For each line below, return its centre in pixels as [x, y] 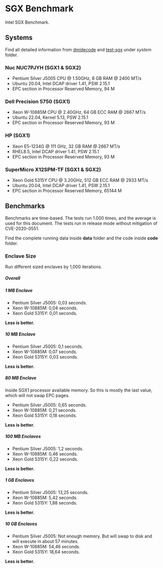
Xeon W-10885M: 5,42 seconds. [45, 498]
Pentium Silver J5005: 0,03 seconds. [50, 303]
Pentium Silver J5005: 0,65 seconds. [49, 405]
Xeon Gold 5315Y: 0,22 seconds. [45, 459]
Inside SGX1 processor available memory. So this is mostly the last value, [79, 390]
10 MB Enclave [20, 334]
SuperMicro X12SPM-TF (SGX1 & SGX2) [53, 169]
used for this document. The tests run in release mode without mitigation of [81, 223]
